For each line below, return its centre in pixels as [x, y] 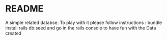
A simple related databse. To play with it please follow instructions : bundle [84, 22]
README [24, 9]
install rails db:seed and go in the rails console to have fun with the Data [81, 27]
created [13, 33]
